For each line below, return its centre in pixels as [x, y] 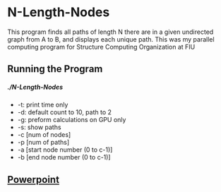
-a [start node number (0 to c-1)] [65, 150]
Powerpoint [34, 180]
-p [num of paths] [43, 143]
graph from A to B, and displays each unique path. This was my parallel [111, 39]
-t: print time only [43, 105]
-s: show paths [39, 127]
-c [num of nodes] [44, 135]
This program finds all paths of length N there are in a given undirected [110, 32]
